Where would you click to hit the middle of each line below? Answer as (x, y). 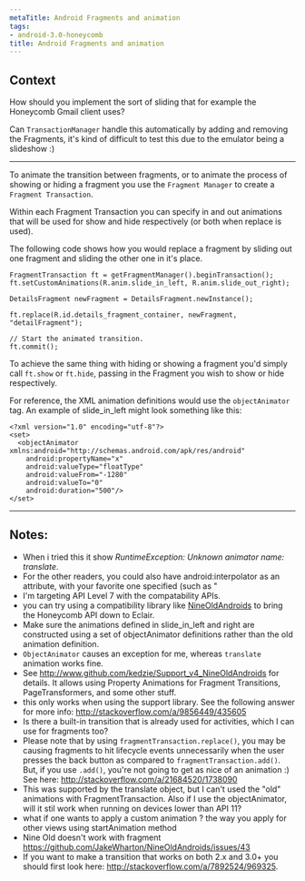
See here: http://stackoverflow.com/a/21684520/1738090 (130, 779)
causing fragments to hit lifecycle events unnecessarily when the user (153, 750)
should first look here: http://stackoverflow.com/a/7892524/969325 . (150, 866)
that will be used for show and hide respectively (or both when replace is (146, 222)
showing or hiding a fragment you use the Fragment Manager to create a (142, 185)
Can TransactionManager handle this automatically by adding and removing (149, 129)
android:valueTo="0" (64, 483)
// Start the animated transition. (77, 339)
